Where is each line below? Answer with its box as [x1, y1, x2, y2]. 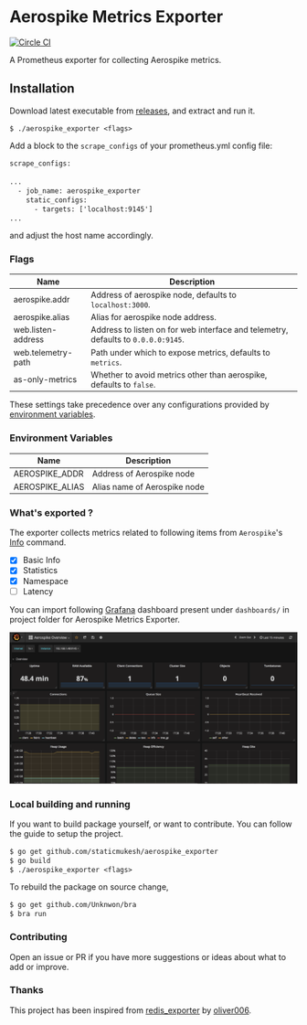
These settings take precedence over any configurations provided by [9, 400, 270, 411]
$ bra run [9, 910, 48, 919]
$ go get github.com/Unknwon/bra [9, 901, 137, 910]
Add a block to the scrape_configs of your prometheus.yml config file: [9, 140, 272, 151]
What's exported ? [9, 507, 94, 519]
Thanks [9, 984, 44, 997]
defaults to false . [90, 379, 156, 390]
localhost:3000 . [90, 299, 151, 310]
